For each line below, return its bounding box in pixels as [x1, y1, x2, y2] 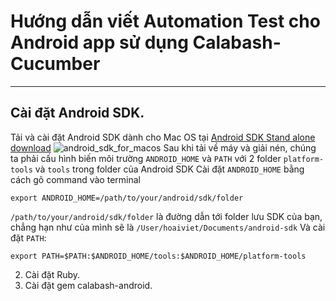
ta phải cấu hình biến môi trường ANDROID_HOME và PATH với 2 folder [10, 152, 282, 164]
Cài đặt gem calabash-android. [24, 279, 153, 291]
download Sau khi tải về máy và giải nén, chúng [10, 141, 317, 154]
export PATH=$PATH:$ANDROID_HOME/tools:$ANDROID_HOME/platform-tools [10, 251, 307, 261]
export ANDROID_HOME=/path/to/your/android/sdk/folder [10, 193, 244, 203]
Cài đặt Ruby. [24, 268, 81, 280]
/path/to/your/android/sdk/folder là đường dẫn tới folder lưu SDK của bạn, [10, 210, 323, 222]
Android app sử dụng [10, 31, 189, 54]
